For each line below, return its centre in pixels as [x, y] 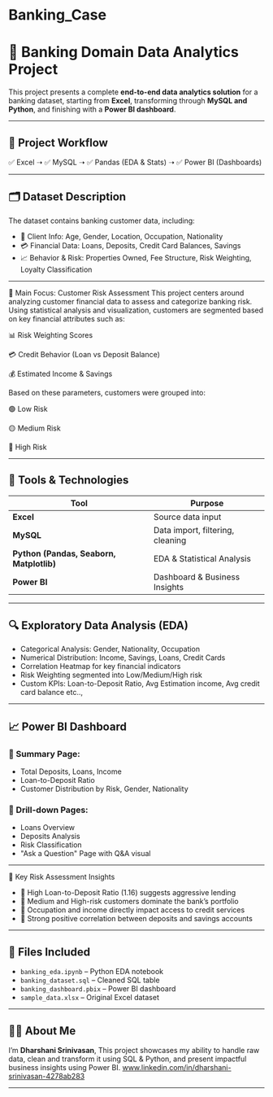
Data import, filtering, [194, 530]
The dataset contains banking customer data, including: [102, 221]
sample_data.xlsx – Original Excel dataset [90, 998]
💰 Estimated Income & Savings [61, 374]
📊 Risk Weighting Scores [51, 334]
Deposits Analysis [50, 837]
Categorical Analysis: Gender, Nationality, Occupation [110, 649]
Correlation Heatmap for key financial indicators [100, 667]
